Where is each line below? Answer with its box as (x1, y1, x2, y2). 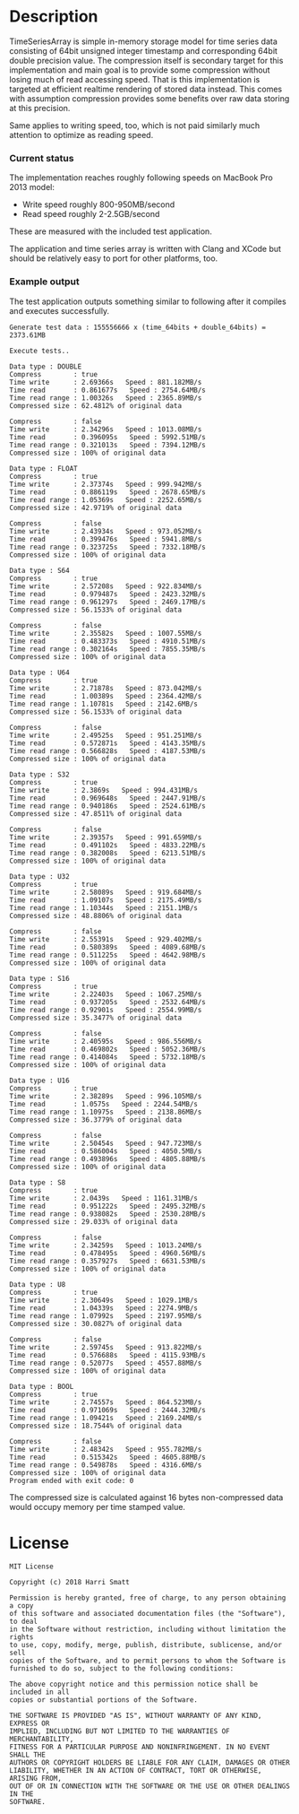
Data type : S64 (9, 566, 70, 575)
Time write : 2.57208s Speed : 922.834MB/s (9, 581, 202, 591)
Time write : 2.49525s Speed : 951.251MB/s (9, 731, 202, 740)
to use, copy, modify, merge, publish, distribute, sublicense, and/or (9, 1641, 282, 1650)
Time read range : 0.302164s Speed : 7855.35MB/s (9, 644, 206, 654)
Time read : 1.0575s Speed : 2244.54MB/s (9, 1099, 199, 1108)
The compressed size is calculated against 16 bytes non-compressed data (9, 1491, 284, 1503)
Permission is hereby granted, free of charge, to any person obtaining (9, 1593, 286, 1602)
